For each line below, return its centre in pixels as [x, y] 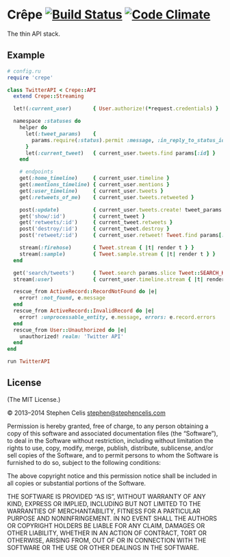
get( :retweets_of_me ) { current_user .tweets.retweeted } [107, 197]
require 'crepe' [30, 78]
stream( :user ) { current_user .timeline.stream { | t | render [119, 279]
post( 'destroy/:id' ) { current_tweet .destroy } [94, 229]
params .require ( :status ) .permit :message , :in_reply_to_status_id [128, 140]
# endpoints [36, 172]
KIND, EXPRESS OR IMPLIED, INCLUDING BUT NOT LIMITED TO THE [104, 503]
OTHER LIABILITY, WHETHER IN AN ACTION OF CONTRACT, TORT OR [107, 533]
